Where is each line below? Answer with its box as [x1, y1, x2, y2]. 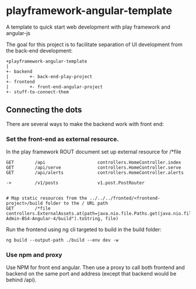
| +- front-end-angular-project [6, 83, 103, 90]
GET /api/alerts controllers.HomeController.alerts [6, 170, 184, 176]
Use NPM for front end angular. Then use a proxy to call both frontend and [6, 264, 185, 271]
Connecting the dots [6, 105, 82, 115]
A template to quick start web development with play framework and [6, 23, 171, 30]
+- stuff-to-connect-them [6, 89, 69, 95]
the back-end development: [6, 47, 73, 54]
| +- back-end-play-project [6, 74, 93, 79]
